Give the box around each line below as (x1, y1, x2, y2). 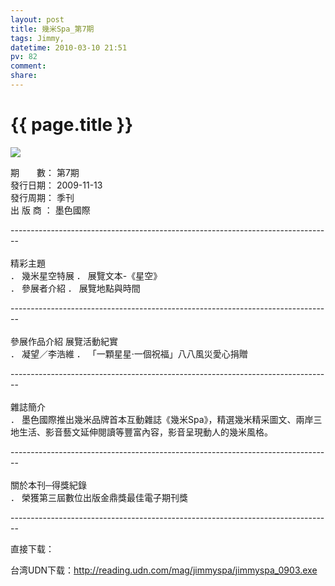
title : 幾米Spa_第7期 (10, 24, 95, 34)
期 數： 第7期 (10, 166, 80, 178)
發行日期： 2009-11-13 (10, 179, 103, 191)
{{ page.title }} (10, 114, 134, 136)
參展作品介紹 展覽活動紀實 (10, 335, 118, 347)
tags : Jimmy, (10, 33, 65, 43)
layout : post (10, 14, 65, 25)
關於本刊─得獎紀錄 (10, 479, 87, 491)
